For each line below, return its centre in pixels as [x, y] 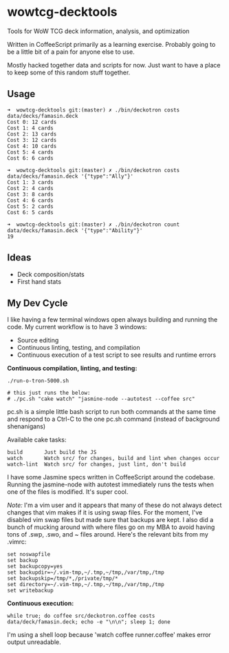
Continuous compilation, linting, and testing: [72, 369]
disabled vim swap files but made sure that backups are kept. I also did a [110, 520]
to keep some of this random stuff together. [69, 72]
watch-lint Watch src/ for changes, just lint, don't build [97, 465]
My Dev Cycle [37, 303]
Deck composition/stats [51, 274]
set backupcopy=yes [35, 567]
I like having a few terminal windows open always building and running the [112, 320]
